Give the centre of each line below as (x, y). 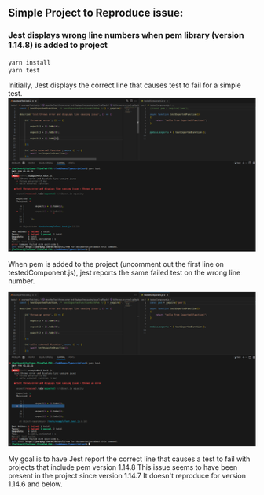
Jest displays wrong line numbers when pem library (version (126, 35)
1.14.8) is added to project (58, 45)
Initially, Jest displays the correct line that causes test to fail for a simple (125, 85)
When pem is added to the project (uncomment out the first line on (116, 264)
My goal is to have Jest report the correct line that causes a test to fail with (129, 459)
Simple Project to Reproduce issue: (96, 13)
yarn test (24, 70)
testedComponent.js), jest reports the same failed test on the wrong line (125, 273)
